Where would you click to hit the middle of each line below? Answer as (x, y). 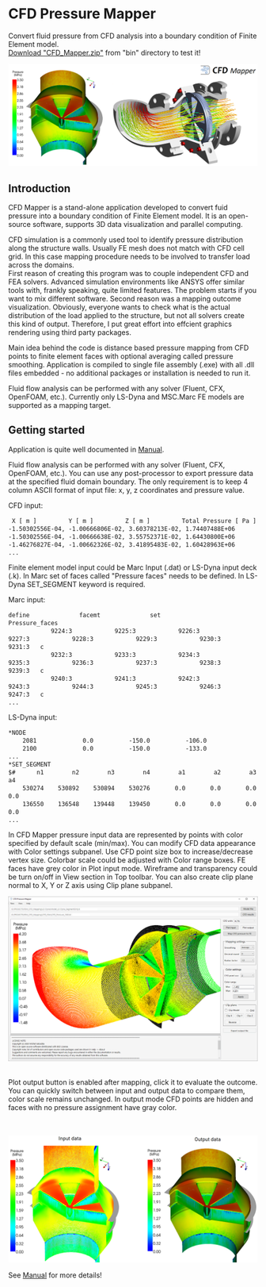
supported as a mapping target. (60, 405)
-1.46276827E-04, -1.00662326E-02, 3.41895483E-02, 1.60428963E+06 (122, 544)
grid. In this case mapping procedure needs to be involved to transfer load (129, 256)
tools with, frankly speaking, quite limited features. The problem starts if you (133, 290)
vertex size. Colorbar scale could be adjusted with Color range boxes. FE (127, 860)
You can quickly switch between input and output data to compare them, (127, 1091)
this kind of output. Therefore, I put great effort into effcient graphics (120, 324)
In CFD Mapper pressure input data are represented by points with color (125, 835)
